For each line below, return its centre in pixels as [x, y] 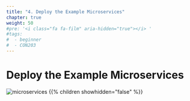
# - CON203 [21, 46]
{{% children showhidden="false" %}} [96, 91]
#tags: [14, 34]
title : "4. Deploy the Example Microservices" [66, 12]
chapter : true [24, 17]
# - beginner [24, 40]
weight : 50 [20, 23]
